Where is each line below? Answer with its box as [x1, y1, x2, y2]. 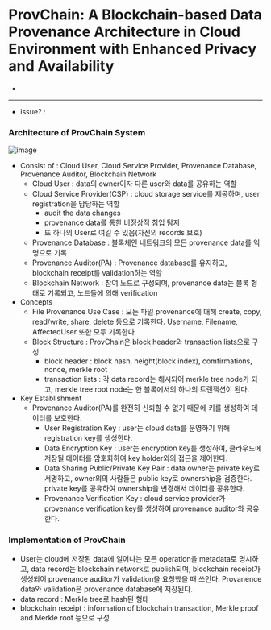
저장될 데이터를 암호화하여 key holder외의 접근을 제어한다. [44, 454, 228, 463]
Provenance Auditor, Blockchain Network [19, 169, 157, 179]
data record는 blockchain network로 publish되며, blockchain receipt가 [31, 564, 261, 574]
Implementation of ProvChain [8, 534, 127, 545]
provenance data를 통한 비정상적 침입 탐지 [44, 218, 180, 227]
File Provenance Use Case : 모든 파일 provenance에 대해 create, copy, [31, 307, 262, 317]
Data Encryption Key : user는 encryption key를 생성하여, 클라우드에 [44, 443, 262, 453]
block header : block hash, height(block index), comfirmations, [44, 356, 252, 366]
